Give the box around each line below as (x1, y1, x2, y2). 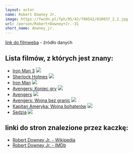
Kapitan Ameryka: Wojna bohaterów (12, 103, 87, 109)
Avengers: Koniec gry (12, 85, 57, 91)
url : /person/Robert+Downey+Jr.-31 (5, 21, 79, 26)
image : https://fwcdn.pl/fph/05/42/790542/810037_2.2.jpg (5, 16, 128, 21)
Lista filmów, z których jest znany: (5, 54, 114, 62)
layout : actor (5, 7, 35, 12)
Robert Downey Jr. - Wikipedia (12, 137, 76, 143)
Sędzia (12, 109, 27, 115)
